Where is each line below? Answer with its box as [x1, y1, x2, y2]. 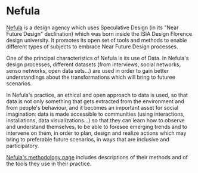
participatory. [6, 142, 39, 149]
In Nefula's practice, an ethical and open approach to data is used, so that [6, 91, 188, 98]
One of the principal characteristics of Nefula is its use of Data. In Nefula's [6, 54, 189, 61]
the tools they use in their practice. [6, 160, 92, 167]
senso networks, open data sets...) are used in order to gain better [6, 67, 169, 74]
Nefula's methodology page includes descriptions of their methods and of [6, 153, 188, 160]
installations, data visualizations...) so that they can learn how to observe [6, 116, 185, 123]
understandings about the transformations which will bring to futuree [6, 73, 176, 81]
